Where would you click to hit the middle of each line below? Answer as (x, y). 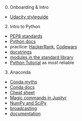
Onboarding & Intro (29, 7)
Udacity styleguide (29, 17)
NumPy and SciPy (28, 103)
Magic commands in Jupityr (38, 98)
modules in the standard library (41, 57)
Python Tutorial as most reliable (42, 62)
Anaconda (20, 72)
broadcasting (23, 108)
